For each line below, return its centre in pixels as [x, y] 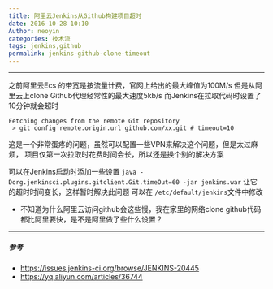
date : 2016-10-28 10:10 [49, 24]
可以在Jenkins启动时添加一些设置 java [72, 172]
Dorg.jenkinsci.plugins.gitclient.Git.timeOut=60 [94, 183]
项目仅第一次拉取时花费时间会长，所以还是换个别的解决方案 [124, 154]
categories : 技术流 [39, 39]
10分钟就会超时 [34, 106]
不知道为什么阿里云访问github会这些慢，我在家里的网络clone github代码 [141, 209]
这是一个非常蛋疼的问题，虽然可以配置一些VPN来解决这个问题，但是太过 [130, 144]
